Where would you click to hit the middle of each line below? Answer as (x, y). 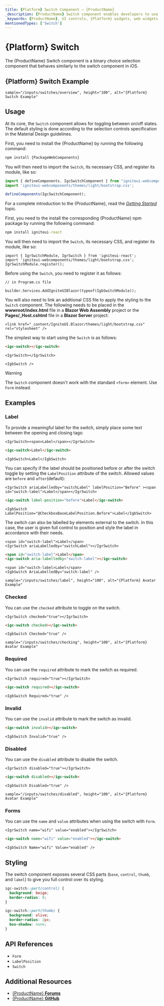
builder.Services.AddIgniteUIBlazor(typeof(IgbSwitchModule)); (71, 291)
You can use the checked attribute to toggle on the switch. (63, 607)
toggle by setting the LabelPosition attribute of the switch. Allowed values (80, 473)
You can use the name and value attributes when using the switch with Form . (81, 821)
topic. (11, 209)
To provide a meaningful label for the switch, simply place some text (74, 427)
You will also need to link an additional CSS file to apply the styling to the (78, 300)
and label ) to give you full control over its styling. (55, 879)
